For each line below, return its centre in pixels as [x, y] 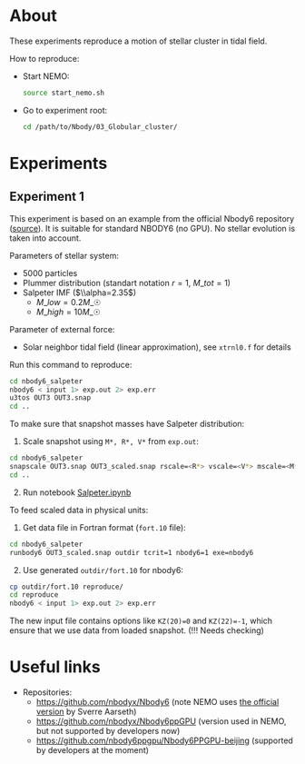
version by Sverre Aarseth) [86, 712]
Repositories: [47, 692]
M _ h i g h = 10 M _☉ [68, 312]
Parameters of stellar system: [64, 255]
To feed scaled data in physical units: [79, 510]
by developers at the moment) [93, 750]
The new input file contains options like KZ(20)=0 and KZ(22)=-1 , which [141, 621]
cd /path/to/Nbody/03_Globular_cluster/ [100, 127]
